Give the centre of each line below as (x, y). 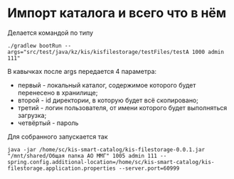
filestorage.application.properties (62, 168)
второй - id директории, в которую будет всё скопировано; (108, 100)
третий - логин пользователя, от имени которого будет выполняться (122, 107)
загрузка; (32, 115)
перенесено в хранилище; (58, 92)
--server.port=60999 (149, 168)
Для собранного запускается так (58, 136)
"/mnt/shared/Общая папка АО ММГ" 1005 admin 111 (83, 156)
